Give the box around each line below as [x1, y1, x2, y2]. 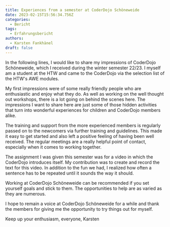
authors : [5, 36, 24, 41]
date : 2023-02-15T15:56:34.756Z [5, 12, 74, 17]
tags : [5, 26, 17, 32]
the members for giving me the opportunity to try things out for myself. [5, 206, 153, 212]
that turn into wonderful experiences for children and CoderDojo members [5, 107, 161, 113]
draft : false [5, 45, 33, 50]
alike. [5, 112, 17, 119]
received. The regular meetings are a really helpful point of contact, [5, 138, 147, 145]
